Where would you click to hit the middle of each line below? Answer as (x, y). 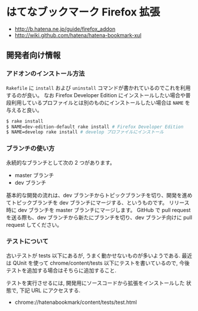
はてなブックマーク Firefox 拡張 (83, 12)
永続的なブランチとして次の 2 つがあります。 (61, 162)
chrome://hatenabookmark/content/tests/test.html (76, 302)
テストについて (27, 242)
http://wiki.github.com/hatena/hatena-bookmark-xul (78, 35)
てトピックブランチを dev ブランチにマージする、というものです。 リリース (98, 203)
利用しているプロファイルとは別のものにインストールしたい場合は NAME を (100, 102)
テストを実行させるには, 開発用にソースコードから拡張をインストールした (95, 283)
